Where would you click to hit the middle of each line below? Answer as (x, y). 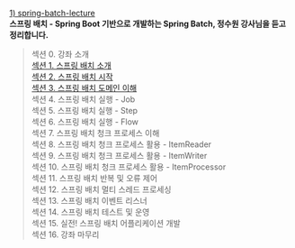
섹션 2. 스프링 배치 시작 (72, 77)
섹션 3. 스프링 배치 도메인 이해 (84, 88)
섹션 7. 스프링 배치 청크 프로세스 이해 (95, 133)
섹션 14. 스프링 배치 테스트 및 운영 (90, 212)
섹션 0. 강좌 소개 (60, 54)
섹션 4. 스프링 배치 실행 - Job (83, 99)
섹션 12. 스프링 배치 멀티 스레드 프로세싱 (101, 189)
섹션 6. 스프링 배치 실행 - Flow (85, 122)
